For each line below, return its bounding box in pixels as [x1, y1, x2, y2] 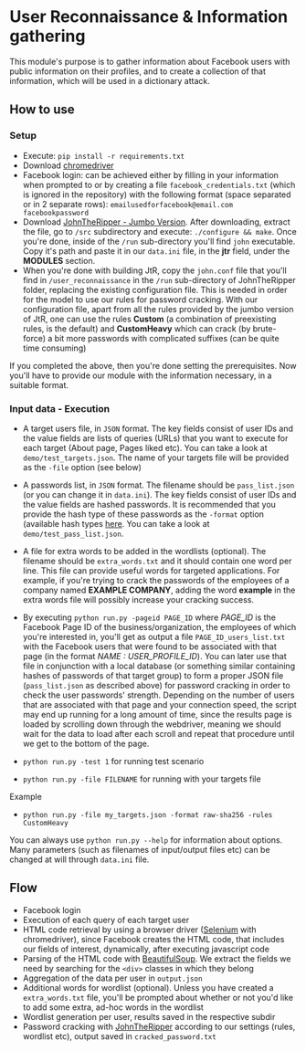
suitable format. [9, 379, 69, 390]
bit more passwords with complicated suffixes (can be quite [54, 332, 280, 343]
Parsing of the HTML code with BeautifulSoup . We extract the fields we [22, 952, 291, 964]
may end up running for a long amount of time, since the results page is [22, 709, 292, 720]
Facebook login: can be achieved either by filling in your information [22, 169, 279, 180]
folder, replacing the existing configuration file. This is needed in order [22, 284, 288, 295]
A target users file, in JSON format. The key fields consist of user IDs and [22, 423, 294, 434]
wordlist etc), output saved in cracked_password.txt [22, 1030, 216, 1042]
